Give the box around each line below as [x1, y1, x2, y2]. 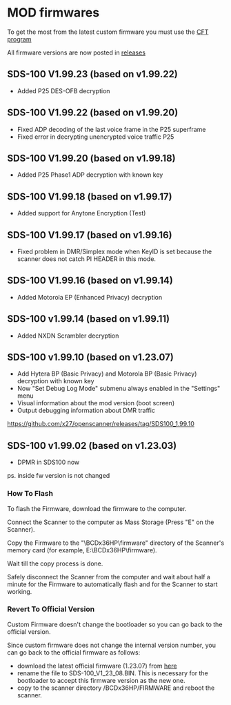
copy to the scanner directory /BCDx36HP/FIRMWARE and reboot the [17, 684, 215, 692]
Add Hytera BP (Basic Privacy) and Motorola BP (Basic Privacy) [17, 369, 197, 378]
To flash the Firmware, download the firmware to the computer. [7, 504, 187, 512]
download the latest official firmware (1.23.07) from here [17, 661, 177, 670]
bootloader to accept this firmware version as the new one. [17, 676, 185, 684]
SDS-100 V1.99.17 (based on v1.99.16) [7, 229, 172, 241]
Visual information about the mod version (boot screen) [17, 399, 174, 407]
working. [7, 587, 32, 595]
